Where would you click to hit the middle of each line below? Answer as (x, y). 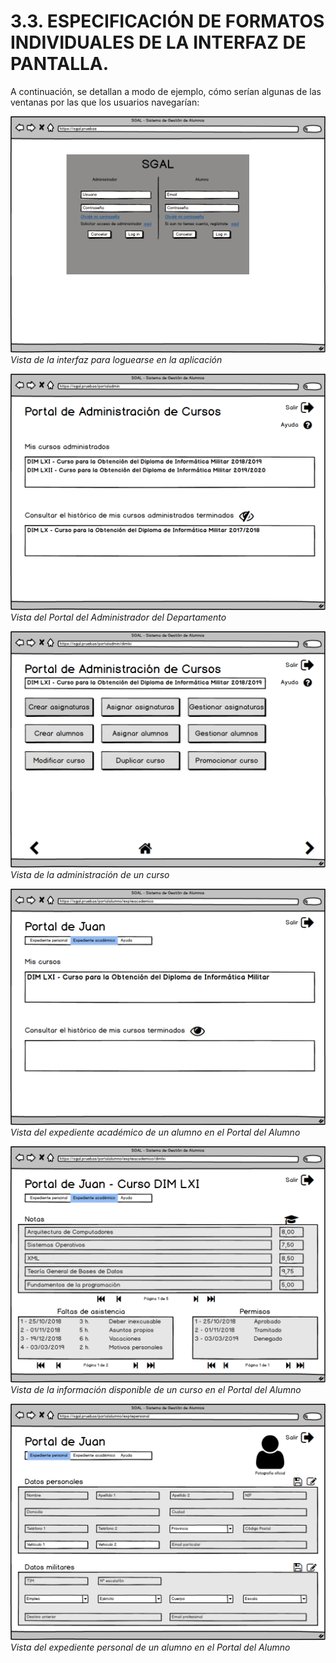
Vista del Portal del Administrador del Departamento (118, 617)
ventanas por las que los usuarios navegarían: (105, 102)
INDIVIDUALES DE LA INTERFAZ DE (158, 42)
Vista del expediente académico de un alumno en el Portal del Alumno (155, 1132)
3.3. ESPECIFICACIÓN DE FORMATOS (167, 21)
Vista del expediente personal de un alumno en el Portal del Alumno (150, 1647)
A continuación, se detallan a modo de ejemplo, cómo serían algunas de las (166, 91)
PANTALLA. (60, 64)
